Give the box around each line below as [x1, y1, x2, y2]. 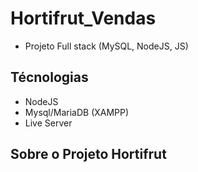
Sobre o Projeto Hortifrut [10, 146, 167, 163]
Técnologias [10, 69, 89, 86]
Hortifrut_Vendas [10, 7, 157, 30]
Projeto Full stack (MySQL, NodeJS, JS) [24, 40, 189, 52]
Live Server [24, 117, 73, 129]
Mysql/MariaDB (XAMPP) [24, 106, 130, 118]
